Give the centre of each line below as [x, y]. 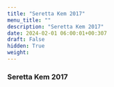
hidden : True [26, 46]
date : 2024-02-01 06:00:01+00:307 [57, 33]
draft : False [26, 40]
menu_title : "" [29, 20]
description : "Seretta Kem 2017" [56, 26]
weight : [18, 53]
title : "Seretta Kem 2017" [46, 14]
